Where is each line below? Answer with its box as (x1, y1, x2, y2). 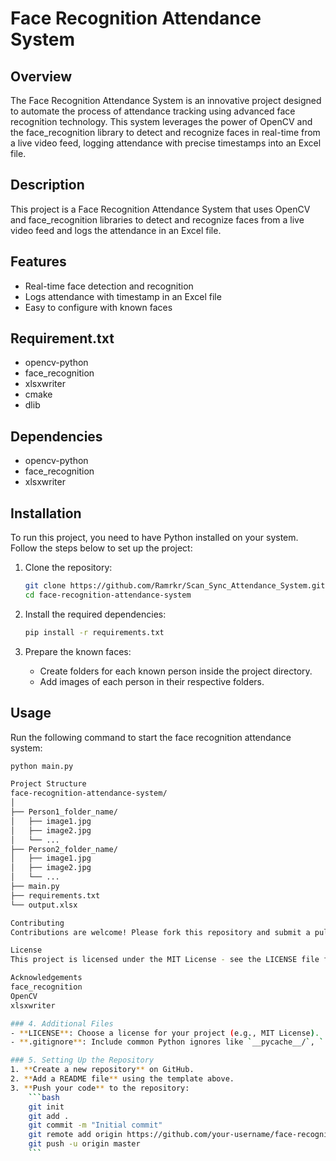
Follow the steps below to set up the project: (10, 542, 193, 554)
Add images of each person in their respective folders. (39, 675, 265, 687)
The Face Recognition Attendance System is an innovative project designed (10, 95, 322, 106)
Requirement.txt (10, 330, 115, 347)
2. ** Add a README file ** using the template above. (10, 1074, 235, 1084)
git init (28, 1102, 65, 1112)
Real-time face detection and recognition (24, 280, 194, 292)
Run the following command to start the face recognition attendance (10, 731, 292, 743)
